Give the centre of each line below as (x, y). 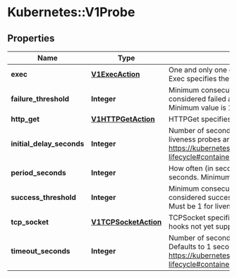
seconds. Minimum (200, 177)
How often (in (191, 168)
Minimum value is (197, 108)
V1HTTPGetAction (123, 119)
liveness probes (195, 139)
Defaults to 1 (190, 247)
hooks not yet (191, 226)
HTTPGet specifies (200, 119)
